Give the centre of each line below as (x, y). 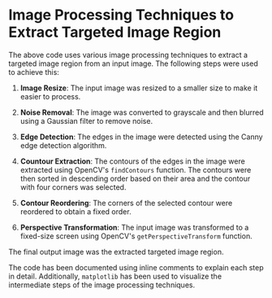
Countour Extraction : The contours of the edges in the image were (132, 161)
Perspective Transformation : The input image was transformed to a (134, 227)
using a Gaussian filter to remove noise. (86, 121)
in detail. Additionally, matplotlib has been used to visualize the (115, 276)
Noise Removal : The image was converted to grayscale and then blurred (142, 112)
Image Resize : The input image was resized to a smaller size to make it (139, 88)
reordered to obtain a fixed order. (76, 211)
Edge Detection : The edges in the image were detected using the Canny (141, 137)
